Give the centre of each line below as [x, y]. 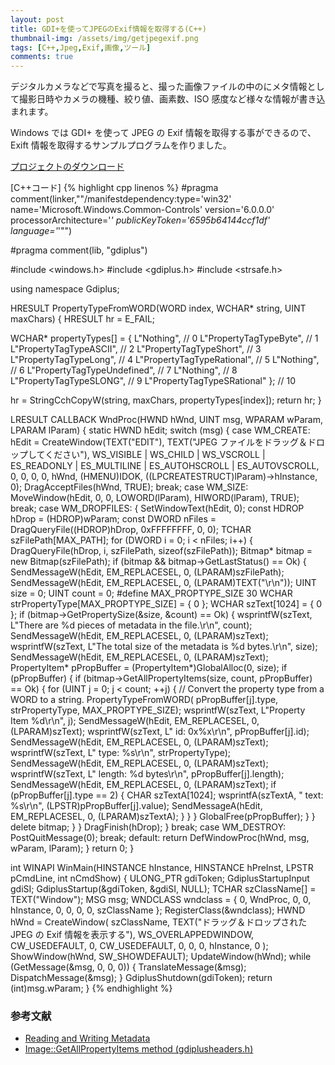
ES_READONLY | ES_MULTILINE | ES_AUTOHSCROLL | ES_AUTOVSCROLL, [165, 466]
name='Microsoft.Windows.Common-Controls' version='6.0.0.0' [142, 210]
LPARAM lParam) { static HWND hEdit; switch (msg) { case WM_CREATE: [160, 430]
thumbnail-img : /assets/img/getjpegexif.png [104, 38]
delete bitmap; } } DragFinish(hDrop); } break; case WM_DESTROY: [148, 827]
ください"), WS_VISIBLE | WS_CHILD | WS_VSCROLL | [155, 455]
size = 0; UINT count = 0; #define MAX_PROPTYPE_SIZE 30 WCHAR [151, 593]
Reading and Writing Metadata [87, 1038]
